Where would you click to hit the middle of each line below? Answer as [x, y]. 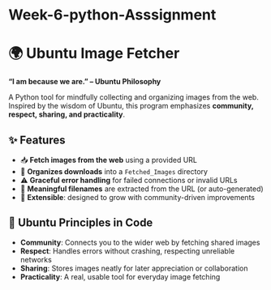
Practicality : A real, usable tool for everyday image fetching [120, 276]
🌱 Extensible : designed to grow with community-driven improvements [138, 197]
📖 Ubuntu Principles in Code [81, 223]
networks [36, 259]
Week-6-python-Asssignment [112, 15]
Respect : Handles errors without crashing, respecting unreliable [127, 251]
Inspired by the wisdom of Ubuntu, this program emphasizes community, [131, 106]
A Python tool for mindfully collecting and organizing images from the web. [134, 97]
